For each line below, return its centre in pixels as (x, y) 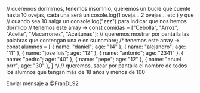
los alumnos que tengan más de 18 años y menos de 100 (76, 72)
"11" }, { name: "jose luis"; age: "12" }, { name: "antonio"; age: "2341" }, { (95, 53)
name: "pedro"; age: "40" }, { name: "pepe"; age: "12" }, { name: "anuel (94, 59)
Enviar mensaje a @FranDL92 (43, 83)
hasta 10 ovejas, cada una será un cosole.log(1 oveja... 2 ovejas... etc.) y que (100, 15)
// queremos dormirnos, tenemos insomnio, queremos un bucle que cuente (99, 9)
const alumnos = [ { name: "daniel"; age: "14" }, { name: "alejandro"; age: (96, 46)
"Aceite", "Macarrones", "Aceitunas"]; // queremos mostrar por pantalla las (98, 34)
